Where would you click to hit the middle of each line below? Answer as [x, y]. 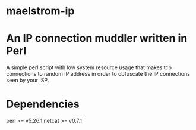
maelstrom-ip [40, 11]
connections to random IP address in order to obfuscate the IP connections [98, 74]
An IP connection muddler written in [97, 38]
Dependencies [43, 104]
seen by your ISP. [28, 80]
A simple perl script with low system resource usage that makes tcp [89, 67]
